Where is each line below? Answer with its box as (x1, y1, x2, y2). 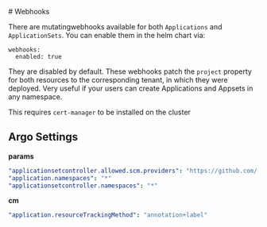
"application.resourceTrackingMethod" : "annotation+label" (8, 211, 208, 219)
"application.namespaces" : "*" (8, 174, 112, 182)
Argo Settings (8, 130, 79, 144)
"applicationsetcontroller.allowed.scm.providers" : (8, 167, 183, 175)
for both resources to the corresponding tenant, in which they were (8, 75, 228, 84)
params (8, 151, 34, 161)
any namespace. (8, 92, 63, 102)
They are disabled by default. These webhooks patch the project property (8, 67, 253, 76)
